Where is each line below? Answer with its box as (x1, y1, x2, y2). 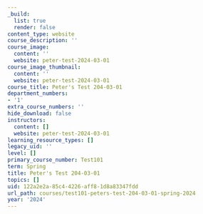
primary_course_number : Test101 (7, 156, 103, 164)
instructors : (7, 116, 46, 123)
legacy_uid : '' (7, 143, 53, 151)
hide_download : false (7, 110, 72, 117)
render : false (14, 24, 56, 31)
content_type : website (7, 30, 75, 38)
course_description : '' (7, 37, 78, 44)
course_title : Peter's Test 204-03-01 (7, 83, 123, 91)
